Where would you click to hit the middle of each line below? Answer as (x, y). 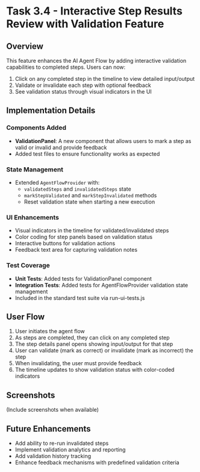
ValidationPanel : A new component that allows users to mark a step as (103, 141)
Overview (25, 46)
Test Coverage (28, 266)
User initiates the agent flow (50, 331)
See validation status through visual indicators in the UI (83, 91)
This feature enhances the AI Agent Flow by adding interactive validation (96, 61)
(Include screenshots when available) (53, 410)
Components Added (36, 128)
